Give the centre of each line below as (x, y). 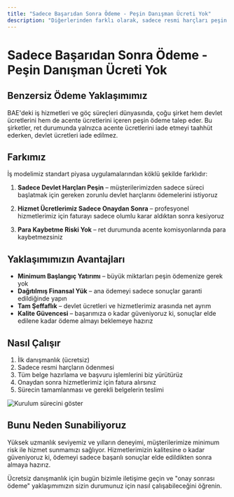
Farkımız (27, 157)
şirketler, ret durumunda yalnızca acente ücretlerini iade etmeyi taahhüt (110, 128)
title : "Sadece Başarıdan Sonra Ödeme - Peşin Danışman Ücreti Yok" (109, 14)
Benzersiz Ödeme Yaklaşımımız (77, 96)
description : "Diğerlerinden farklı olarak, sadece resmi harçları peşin (117, 20)
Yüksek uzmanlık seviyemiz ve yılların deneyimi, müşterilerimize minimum (113, 442)
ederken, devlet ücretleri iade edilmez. (63, 135)
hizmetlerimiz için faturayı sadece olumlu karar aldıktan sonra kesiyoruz (121, 216)
